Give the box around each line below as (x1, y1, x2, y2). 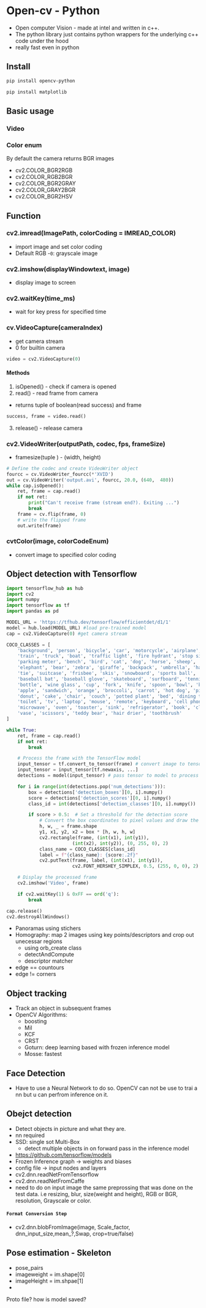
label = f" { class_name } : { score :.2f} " (39, 852, 139, 858)
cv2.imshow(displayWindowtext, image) (6, 265, 130, 274)
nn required (15, 1132, 45, 1139)
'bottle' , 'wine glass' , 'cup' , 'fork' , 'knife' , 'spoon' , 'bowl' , (17, 682, 193, 688)
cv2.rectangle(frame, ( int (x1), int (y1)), (39, 834, 150, 841)
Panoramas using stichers (15, 924, 82, 932)
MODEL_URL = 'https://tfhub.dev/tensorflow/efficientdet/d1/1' (6, 619, 172, 626)
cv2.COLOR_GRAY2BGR (15, 186, 76, 194)
